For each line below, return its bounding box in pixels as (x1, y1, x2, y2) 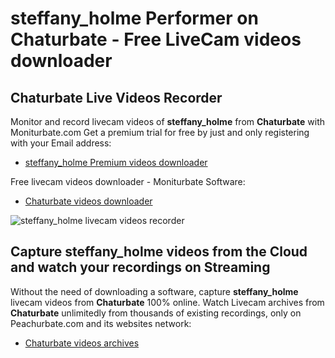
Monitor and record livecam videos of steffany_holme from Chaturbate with (10, 116, 326, 127)
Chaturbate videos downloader (24, 195, 153, 207)
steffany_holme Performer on (10, 7, 259, 30)
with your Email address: (10, 137, 112, 149)
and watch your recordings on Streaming (10, 259, 271, 276)
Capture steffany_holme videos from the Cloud (10, 243, 308, 261)
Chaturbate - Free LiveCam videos (10, 28, 302, 51)
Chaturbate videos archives (24, 337, 140, 349)
